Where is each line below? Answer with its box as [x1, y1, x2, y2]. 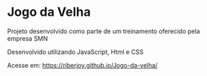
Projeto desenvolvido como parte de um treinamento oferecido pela [7, 27, 200, 35]
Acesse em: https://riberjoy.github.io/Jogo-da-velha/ [7, 61, 158, 69]
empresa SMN [7, 34, 48, 42]
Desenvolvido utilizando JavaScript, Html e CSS [7, 48, 144, 56]
